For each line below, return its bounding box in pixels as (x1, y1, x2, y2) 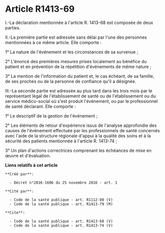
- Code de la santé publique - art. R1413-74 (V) (9, 223, 113, 228)
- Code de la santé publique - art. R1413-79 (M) (9, 202, 113, 207)
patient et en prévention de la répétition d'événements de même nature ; (5, 64, 151, 70)
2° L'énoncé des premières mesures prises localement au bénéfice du (5, 58, 147, 64)
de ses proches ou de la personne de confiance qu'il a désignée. (5, 78, 137, 84)
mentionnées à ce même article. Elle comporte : (5, 39, 102, 45)
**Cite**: (5, 210, 26, 215)
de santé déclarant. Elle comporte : (5, 103, 76, 109)
